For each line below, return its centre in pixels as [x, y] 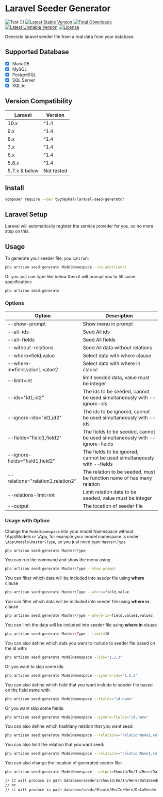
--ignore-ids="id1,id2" [35, 418]
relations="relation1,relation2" [42, 481]
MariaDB [21, 63]
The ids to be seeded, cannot [116, 392]
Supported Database [37, 52]
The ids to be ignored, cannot [116, 412]
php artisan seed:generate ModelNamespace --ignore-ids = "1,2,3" [71, 675]
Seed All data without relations [117, 348]
